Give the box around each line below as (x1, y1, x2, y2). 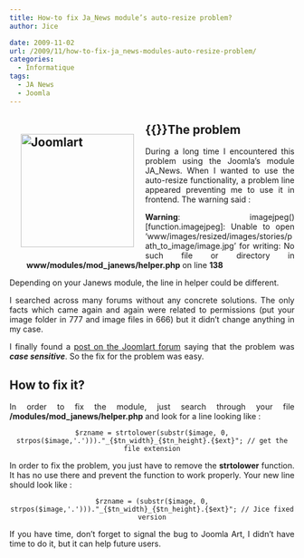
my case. (9, 323, 43, 335)
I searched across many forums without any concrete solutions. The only (9, 295, 295, 306)
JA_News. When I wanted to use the (145, 165, 295, 177)
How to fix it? (9, 377, 85, 392)
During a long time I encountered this (145, 146, 295, 157)
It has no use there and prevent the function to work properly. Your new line (9, 470, 295, 481)
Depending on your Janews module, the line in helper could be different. (9, 277, 280, 288)
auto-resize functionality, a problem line (145, 175, 295, 186)
